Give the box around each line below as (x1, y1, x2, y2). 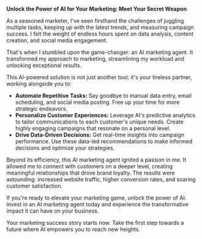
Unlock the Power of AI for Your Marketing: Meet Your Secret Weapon (6, 6, 187, 12)
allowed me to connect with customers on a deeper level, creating (6, 163, 173, 170)
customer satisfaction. (6, 182, 63, 189)
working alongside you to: (6, 80, 72, 87)
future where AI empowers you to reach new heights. (6, 225, 141, 233)
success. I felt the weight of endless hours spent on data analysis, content (6, 30, 194, 37)
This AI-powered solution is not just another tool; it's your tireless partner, (6, 74, 192, 80)
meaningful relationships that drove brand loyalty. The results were (6, 169, 175, 176)
